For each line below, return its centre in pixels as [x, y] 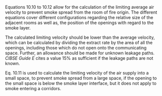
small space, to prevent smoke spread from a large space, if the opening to [81, 78]
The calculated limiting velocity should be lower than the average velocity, [80, 37]
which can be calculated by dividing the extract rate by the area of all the [79, 43]
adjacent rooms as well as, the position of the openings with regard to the [79, 23]
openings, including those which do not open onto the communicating [76, 48]
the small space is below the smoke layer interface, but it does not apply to [81, 83]
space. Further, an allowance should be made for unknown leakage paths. [80, 53]
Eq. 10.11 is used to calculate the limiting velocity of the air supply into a [77, 73]
